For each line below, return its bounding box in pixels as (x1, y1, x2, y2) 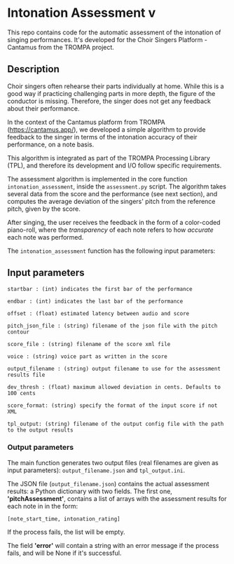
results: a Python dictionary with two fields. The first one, (7, 487, 173, 495)
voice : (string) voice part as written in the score (7, 352, 168, 360)
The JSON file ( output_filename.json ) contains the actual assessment (7, 479, 209, 488)
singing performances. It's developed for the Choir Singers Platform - (7, 35, 208, 43)
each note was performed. (7, 233, 84, 241)
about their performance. (7, 104, 80, 113)
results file (7, 371, 46, 378)
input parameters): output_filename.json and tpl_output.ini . (7, 466, 186, 474)
